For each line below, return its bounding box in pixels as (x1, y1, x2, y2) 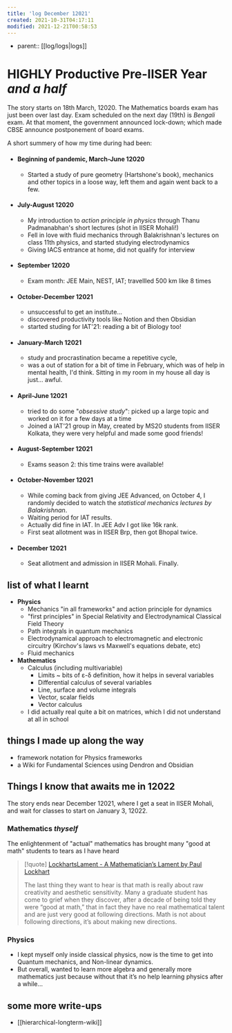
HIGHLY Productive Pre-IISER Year (7, 66, 207, 82)
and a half (7, 81, 67, 97)
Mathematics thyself (7, 824, 78, 833)
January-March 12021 (17, 338, 81, 346)
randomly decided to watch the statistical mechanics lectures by (27, 498, 212, 506)
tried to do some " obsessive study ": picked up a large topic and (27, 407, 209, 415)
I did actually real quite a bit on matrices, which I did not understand (27, 708, 221, 716)
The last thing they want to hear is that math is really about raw (23, 880, 204, 889)
